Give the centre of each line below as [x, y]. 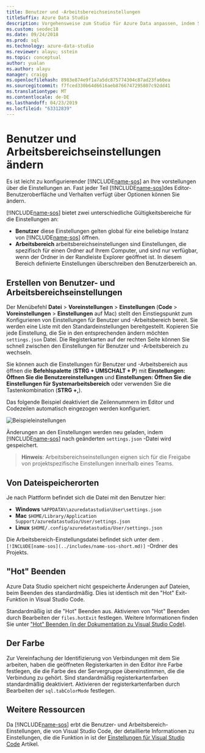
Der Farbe [25, 643]
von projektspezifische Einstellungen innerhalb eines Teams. [97, 464]
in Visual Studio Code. [57, 599]
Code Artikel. [23, 744]
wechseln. [19, 352]
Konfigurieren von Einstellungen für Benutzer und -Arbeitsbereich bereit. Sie [102, 320]
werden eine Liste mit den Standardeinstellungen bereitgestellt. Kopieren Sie [102, 327]
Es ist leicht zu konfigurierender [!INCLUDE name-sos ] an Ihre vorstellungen [101, 181]
